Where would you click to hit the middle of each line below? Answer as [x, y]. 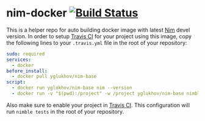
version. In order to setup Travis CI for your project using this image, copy [99, 36]
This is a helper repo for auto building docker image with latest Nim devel [98, 30]
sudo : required [26, 54]
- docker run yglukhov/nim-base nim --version [72, 88]
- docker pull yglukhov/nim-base [54, 77]
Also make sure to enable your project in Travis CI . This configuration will [98, 105]
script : [16, 82]
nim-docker [37, 13]
